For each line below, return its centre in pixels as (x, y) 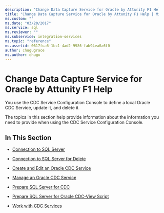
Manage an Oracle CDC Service (44, 177)
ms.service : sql (21, 28)
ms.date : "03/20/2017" (28, 23)
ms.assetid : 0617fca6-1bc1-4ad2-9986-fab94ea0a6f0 (58, 46)
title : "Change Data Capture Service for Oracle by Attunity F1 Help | (79, 14)
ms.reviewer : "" (21, 32)
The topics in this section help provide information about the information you (82, 117)
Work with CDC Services (37, 206)
